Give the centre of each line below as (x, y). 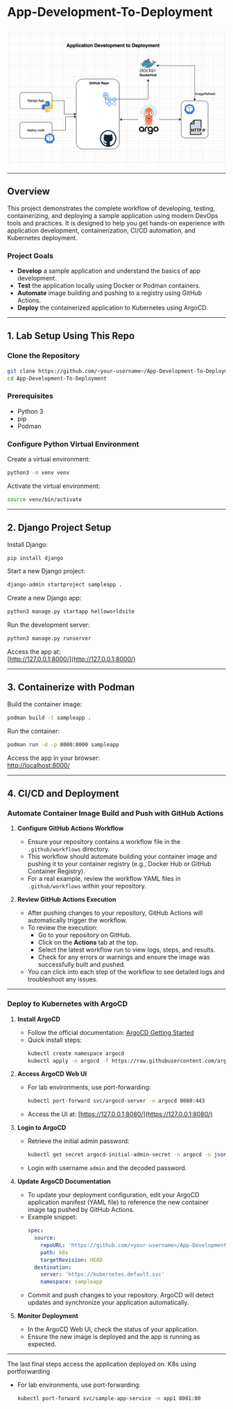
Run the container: (34, 731)
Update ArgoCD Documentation (64, 1181)
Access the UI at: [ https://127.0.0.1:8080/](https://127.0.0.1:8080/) (120, 1114)
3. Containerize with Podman (71, 687)
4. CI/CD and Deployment (63, 794)
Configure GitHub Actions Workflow (70, 828)
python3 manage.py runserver (49, 639)
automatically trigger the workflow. (77, 920)
